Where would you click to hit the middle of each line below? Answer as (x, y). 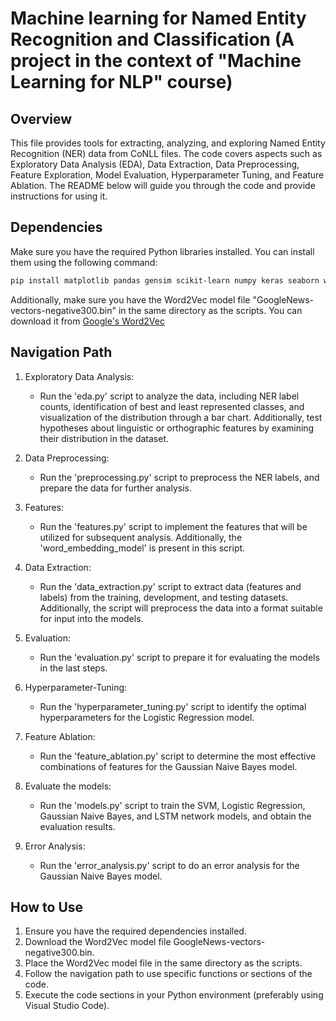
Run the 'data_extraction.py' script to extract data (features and (170, 586)
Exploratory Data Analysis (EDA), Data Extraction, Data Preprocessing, (155, 164)
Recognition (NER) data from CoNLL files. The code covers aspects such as (166, 153)
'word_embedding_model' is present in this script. (142, 548)
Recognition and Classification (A (152, 39)
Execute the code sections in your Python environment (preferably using (174, 995)
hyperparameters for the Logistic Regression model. (147, 717)
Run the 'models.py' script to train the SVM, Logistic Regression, (172, 805)
